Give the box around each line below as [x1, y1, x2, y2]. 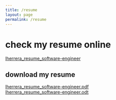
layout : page [5, 12, 33, 17]
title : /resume [5, 7, 38, 13]
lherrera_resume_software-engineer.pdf [5, 84, 89, 90]
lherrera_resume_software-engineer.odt [5, 89, 89, 95]
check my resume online [5, 39, 111, 50]
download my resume [5, 70, 75, 79]
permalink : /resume [5, 17, 47, 22]
